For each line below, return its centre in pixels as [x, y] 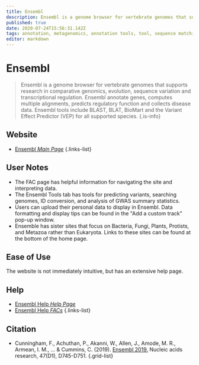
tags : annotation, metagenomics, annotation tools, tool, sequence [91, 34]
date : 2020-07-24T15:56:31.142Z [46, 28]
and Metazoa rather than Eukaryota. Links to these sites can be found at [103, 232]
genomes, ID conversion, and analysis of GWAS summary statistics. [97, 201]
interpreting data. [36, 188]
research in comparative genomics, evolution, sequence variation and [106, 91]
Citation [21, 329]
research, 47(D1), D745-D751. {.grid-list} [64, 356]
